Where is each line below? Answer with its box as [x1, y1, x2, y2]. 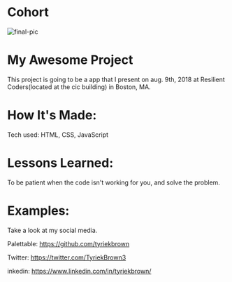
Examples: [7, 203, 70, 218]
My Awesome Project [7, 52, 133, 68]
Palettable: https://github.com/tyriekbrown [7, 239, 130, 248]
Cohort [7, 4, 49, 20]
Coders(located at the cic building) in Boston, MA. [7, 82, 152, 91]
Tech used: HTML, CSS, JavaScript [7, 130, 109, 139]
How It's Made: [7, 107, 97, 123]
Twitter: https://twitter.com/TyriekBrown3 [7, 253, 126, 262]
